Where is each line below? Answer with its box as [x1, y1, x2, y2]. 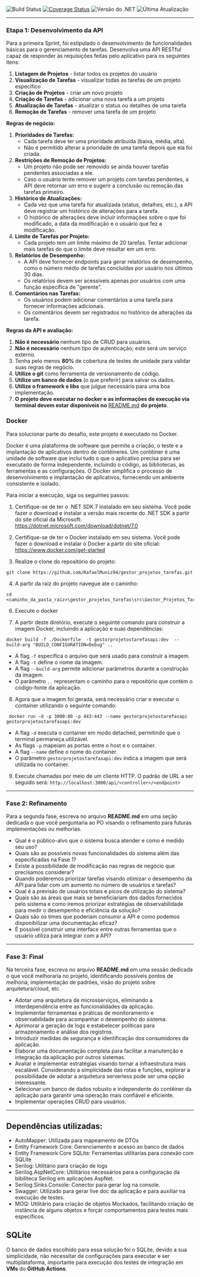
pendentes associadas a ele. [23, 169, 94, 177]
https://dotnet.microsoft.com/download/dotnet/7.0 [14, 522, 138, 529]
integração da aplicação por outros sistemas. [14, 1054, 126, 1061]
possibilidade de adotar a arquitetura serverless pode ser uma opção [14, 1073, 185, 1080]
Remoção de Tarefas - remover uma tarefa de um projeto [14, 108, 157, 116]
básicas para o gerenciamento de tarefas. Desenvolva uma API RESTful [6, 46, 182, 53]
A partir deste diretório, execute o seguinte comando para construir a [14, 618, 185, 626]
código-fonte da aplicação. [14, 684, 82, 691]
